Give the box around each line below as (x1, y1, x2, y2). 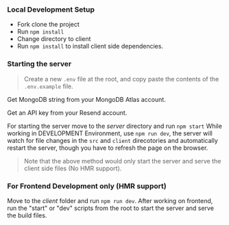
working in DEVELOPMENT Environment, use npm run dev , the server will (7, 129, 213, 137)
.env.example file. (23, 82, 73, 90)
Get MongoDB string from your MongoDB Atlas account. (7, 95, 166, 103)
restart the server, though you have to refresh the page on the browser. (7, 144, 208, 152)
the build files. (7, 211, 47, 220)
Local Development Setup (7, 5, 95, 14)
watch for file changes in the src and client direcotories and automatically (7, 136, 218, 144)
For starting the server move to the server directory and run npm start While (7, 122, 223, 130)
